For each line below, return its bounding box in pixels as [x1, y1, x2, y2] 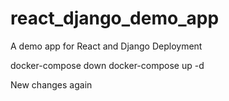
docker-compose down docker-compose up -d [10, 59, 205, 71]
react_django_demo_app [10, 7, 220, 30]
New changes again [10, 78, 93, 91]
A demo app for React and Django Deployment [10, 40, 203, 52]
